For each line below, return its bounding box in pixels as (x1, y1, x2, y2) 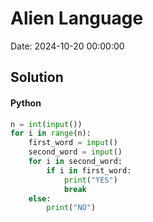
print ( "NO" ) (46, 203, 97, 213)
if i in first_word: (46, 165, 132, 176)
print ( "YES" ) (63, 175, 118, 185)
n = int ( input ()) (10, 119, 83, 129)
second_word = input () (28, 147, 123, 157)
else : (28, 193, 52, 204)
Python (10, 97, 42, 109)
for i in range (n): (10, 128, 92, 139)
